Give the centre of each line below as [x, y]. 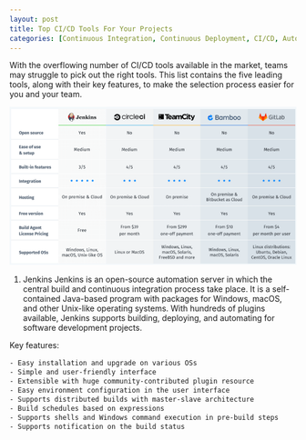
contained [41, 299]
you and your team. [46, 95]
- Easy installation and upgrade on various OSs [103, 364]
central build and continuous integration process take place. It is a [146, 289]
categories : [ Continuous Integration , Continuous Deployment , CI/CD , [144, 38]
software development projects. [82, 328]
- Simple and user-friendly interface [83, 373]
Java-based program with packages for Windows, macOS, [172, 299]
